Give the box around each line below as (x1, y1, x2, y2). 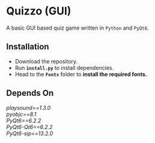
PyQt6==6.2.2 (6, 116, 41, 124)
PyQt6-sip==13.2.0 (6, 130, 53, 137)
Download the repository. (14, 57, 78, 65)
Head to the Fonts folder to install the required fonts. (14, 71, 147, 78)
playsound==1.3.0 (6, 104, 51, 111)
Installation (6, 42, 49, 52)
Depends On (6, 88, 54, 98)
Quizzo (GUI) (6, 4, 71, 18)
